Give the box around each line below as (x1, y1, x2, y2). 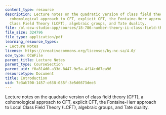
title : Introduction (5, 76, 48, 81)
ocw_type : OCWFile (5, 53, 43, 58)
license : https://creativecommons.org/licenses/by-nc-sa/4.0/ (5, 48, 136, 53)
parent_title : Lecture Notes (5, 57, 65, 62)
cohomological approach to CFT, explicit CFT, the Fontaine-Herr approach (5, 99, 157, 105)
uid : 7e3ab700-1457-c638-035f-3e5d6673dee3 (5, 80, 96, 85)
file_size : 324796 (5, 30, 43, 35)
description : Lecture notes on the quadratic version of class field (5, 12, 152, 17)
